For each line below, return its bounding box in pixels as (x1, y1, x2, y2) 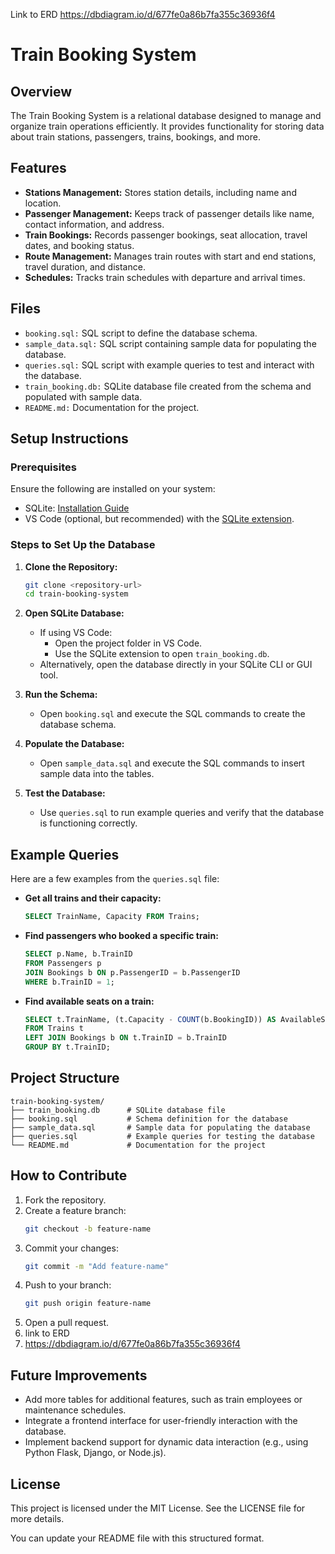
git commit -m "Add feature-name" (24, 1261, 169, 1271)
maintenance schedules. (24, 1404, 127, 1416)
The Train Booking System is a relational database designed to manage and (10, 110, 322, 121)
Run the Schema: (24, 689, 98, 701)
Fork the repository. (24, 1194, 107, 1206)
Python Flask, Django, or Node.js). (24, 1447, 167, 1459)
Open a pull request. (24, 1317, 110, 1329)
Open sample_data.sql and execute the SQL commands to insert (39, 757, 305, 769)
